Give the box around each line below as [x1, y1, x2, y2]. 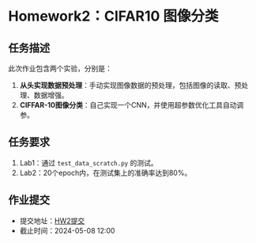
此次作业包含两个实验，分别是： [8, 64, 112, 73]
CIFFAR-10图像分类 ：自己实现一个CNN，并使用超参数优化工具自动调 [19, 101, 244, 109]
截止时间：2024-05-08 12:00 [19, 226, 115, 235]
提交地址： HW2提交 [19, 215, 85, 226]
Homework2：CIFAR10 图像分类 [8, 7, 219, 25]
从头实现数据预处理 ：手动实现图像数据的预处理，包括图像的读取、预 [19, 81, 242, 89]
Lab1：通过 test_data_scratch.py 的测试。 [19, 158, 158, 167]
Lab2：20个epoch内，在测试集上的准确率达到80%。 [19, 168, 192, 177]
